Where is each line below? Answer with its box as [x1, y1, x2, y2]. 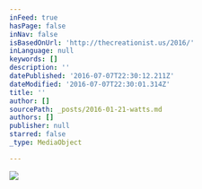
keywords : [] [9, 55, 58, 64]
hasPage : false [9, 21, 66, 30]
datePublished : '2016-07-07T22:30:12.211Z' [9, 72, 175, 81]
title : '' [9, 88, 47, 97]
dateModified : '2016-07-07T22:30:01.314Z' [9, 80, 171, 89]
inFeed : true [9, 13, 58, 22]
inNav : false [9, 30, 58, 39]
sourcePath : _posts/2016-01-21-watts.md [9, 105, 163, 114]
